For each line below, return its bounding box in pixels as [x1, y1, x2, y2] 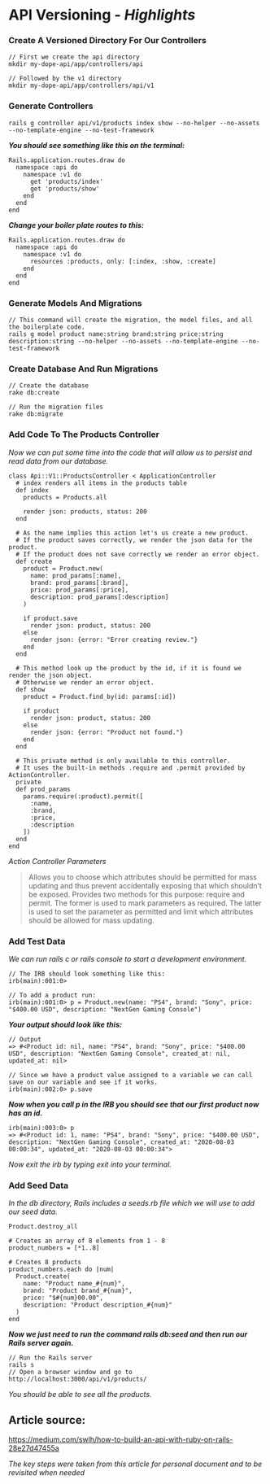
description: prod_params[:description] [29, 592, 169, 601]
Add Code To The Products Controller [8, 429, 160, 440]
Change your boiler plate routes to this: [8, 220, 145, 229]
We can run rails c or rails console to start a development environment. [8, 954, 247, 963]
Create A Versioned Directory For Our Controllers [8, 35, 207, 46]
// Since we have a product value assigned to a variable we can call [8, 1071, 253, 1079]
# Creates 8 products [8, 1259, 82, 1267]
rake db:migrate [8, 410, 63, 418]
